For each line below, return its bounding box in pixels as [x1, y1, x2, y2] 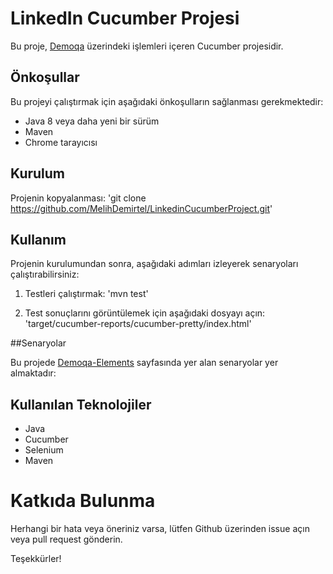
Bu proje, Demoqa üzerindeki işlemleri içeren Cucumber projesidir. [10, 40, 284, 52]
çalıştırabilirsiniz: [10, 268, 80, 281]
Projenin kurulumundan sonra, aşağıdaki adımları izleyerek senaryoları [10, 258, 299, 270]
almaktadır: [10, 367, 57, 379]
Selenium [24, 444, 64, 456]
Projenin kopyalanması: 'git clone [10, 192, 147, 204]
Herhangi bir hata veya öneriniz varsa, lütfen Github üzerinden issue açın [10, 523, 310, 535]
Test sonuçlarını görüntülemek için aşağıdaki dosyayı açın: [24, 307, 266, 319]
